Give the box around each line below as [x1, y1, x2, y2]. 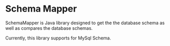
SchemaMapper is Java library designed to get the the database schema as [5, 20, 165, 26]
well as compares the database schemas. [5, 25, 93, 31]
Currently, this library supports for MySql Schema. [5, 35, 111, 41]
